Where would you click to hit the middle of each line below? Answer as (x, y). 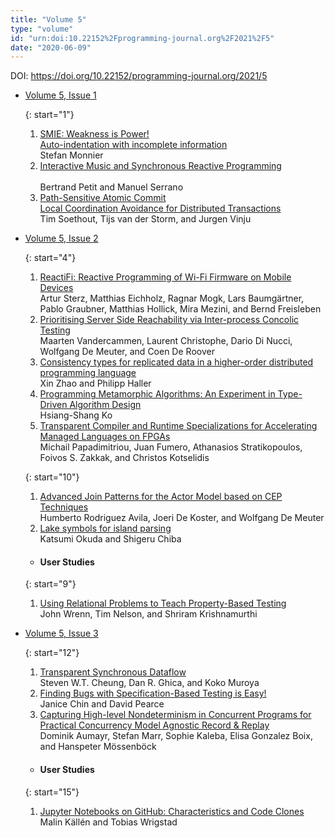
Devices (56, 288)
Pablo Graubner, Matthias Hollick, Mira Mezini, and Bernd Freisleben (180, 309)
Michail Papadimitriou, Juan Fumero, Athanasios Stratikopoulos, (171, 447)
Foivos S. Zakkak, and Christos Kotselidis (124, 458)
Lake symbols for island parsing (105, 528)
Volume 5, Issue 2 (61, 238)
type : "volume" (42, 29)
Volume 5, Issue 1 (60, 95)
